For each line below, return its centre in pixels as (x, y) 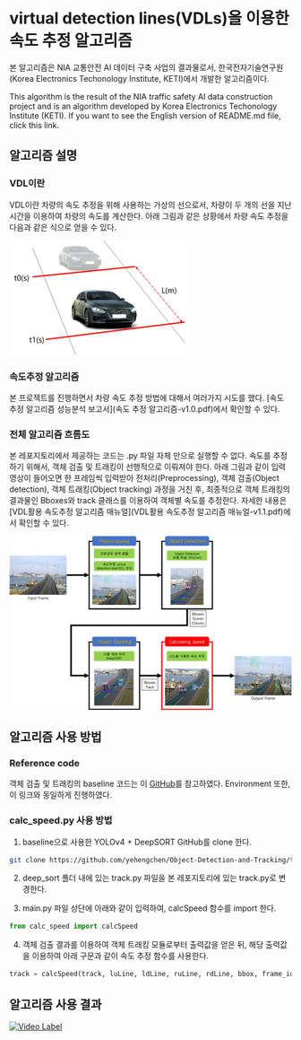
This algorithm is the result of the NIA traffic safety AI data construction (141, 96)
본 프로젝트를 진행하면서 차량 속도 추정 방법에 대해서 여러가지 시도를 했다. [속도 (147, 398)
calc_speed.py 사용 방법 (61, 820)
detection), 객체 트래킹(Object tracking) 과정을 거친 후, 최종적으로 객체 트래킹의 (150, 489)
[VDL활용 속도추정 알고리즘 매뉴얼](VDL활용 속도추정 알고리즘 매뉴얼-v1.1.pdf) (146, 511)
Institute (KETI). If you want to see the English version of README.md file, (145, 115)
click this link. (34, 125)
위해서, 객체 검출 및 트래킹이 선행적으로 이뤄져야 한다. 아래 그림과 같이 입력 (156, 467)
